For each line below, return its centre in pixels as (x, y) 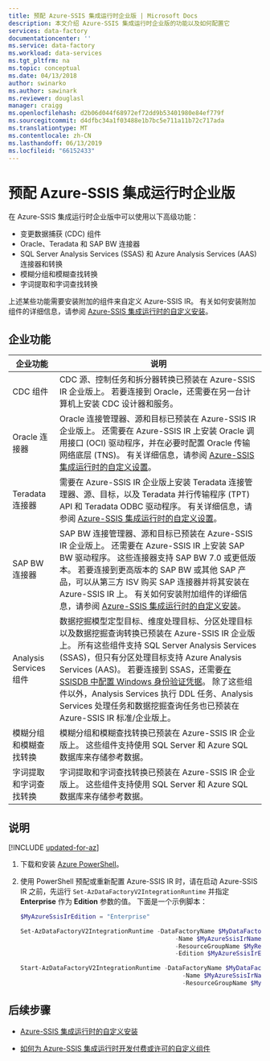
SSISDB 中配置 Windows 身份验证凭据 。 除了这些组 (156, 682)
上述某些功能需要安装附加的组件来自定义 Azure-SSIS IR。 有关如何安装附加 (132, 301)
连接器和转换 (41, 264)
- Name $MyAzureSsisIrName (218, 939)
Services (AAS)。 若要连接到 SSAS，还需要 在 (145, 669)
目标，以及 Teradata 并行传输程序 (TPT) (175, 495)
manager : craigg (35, 106)
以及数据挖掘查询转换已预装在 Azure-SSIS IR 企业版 (157, 633)
